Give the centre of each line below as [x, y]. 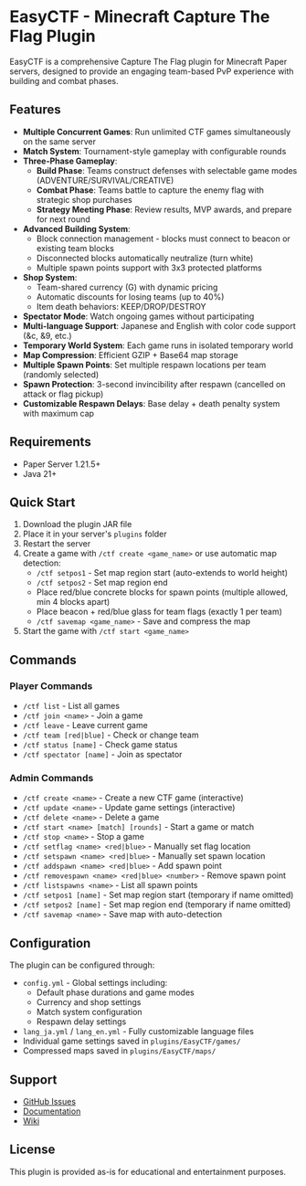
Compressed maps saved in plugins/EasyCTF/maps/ [119, 1051]
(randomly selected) [61, 374]
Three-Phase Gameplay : [70, 161]
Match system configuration [90, 1012]
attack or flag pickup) [63, 394]
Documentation [52, 1111]
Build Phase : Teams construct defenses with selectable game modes [167, 170]
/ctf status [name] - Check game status [100, 745]
